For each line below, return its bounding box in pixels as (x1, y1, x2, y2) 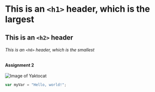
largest (5, 14, 34, 25)
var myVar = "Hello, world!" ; (5, 82, 67, 88)
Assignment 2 (5, 62, 34, 68)
